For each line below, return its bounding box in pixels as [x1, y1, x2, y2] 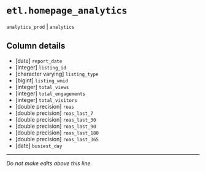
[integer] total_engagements [15, 90, 86, 97]
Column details [6, 41, 66, 51]
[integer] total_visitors [15, 96, 78, 103]
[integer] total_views [15, 83, 69, 90]
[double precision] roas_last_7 [15, 109, 94, 117]
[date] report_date [15, 57, 63, 64]
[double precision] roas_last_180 [15, 128, 99, 136]
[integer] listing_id [15, 63, 66, 71]
